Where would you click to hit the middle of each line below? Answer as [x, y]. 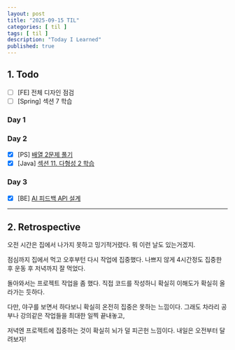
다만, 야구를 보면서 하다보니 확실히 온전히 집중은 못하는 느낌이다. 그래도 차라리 [114, 307]
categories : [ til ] [37, 27]
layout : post [26, 14]
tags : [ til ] [28, 33]
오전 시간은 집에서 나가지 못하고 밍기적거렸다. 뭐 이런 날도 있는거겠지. [101, 245]
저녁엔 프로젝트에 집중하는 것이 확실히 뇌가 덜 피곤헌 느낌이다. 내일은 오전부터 [113, 330]
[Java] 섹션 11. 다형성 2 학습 [56, 163]
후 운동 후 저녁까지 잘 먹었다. [47, 268]
